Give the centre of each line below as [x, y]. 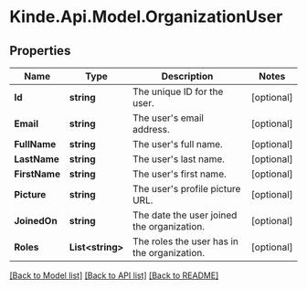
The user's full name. [178, 144]
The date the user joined [185, 215]
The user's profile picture [186, 189]
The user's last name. [179, 159]
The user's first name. [179, 174]
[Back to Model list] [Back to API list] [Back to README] [114, 275]
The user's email [168, 118]
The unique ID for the [178, 91]
